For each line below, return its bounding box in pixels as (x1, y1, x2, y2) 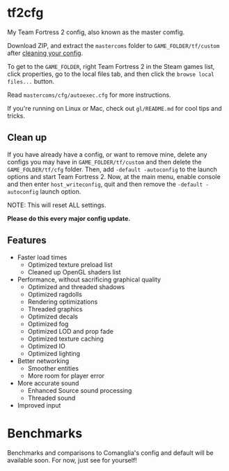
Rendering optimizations (27, 298, 98, 306)
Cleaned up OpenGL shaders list (27, 268, 121, 276)
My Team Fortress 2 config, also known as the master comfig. (7, 28, 185, 36)
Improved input (17, 401, 61, 409)
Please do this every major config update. (7, 214, 131, 222)
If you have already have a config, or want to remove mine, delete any (7, 150, 207, 158)
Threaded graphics (27, 304, 83, 313)
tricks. (7, 111, 26, 120)
